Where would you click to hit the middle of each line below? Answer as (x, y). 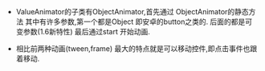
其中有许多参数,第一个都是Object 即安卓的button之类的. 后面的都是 (135, 22)
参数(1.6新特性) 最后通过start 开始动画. (86, 32)
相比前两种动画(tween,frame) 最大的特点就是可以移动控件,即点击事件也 (133, 49)
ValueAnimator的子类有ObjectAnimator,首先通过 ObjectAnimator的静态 (132, 12)
